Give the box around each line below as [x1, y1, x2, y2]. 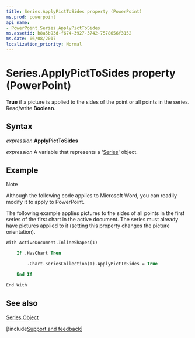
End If [16, 272, 33, 278]
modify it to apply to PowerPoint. [6, 199, 85, 206]
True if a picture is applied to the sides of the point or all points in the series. [6, 98, 190, 105]
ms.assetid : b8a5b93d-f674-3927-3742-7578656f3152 [6, 30, 132, 36]
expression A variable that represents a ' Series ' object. [6, 148, 138, 155]
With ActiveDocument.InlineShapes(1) [6, 240, 98, 246]
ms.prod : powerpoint [6, 14, 57, 20]
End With [6, 282, 27, 288]
